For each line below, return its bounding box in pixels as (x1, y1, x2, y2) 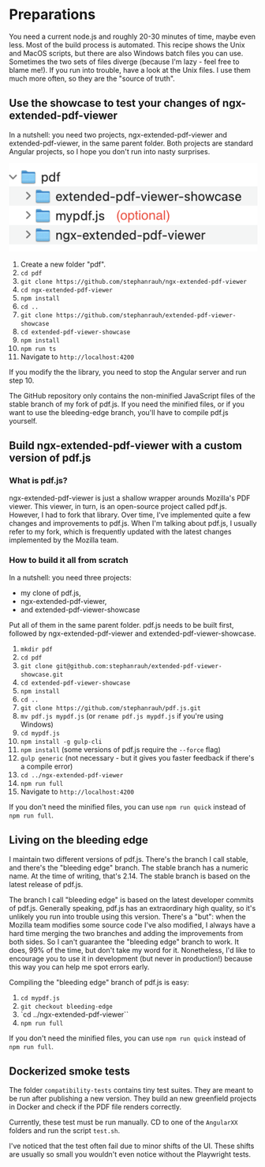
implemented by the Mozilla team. (9, 535, 119, 545)
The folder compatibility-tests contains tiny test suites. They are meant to (9, 1086, 254, 1095)
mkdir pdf (20, 645, 54, 653)
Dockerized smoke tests (9, 1065, 131, 1078)
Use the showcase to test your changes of (9, 96, 220, 110)
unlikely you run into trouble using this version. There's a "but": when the (9, 912, 247, 921)
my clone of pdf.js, (20, 587, 81, 598)
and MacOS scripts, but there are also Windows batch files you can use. (9, 48, 244, 58)
